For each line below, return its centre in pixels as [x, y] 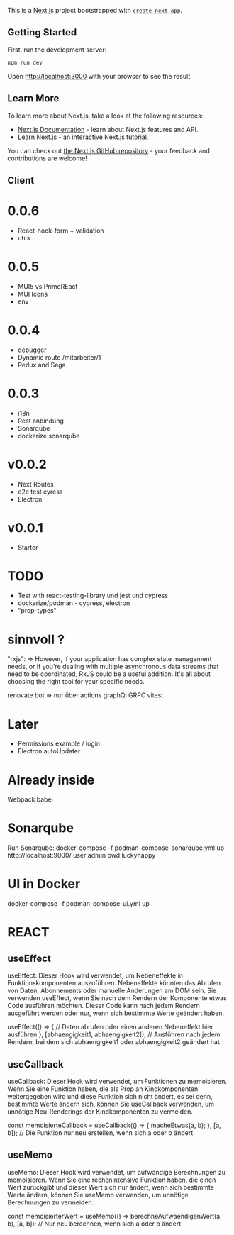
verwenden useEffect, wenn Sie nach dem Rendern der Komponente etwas [117, 998]
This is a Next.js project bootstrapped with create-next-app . [95, 10]
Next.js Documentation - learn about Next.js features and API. [108, 129]
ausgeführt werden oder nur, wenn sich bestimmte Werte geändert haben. [116, 1013]
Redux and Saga [41, 365]
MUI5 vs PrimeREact [48, 286]
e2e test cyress [40, 492]
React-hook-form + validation [61, 231]
